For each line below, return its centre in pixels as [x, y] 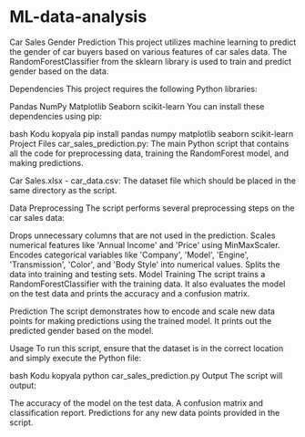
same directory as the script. [63, 190]
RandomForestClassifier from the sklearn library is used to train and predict [151, 61]
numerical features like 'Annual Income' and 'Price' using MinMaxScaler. [145, 245]
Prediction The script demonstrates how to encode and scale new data [142, 311]
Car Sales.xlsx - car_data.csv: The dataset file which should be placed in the [153, 181]
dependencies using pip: [56, 116]
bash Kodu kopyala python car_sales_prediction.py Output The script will [146, 375]
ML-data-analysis [78, 17]
